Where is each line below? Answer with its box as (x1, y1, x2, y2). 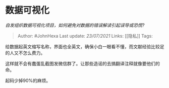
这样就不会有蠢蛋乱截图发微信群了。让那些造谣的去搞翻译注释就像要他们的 (5, 60, 160, 66)
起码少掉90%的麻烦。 (5, 77, 51, 83)
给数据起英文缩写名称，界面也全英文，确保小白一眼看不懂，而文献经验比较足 (5, 43, 164, 49)
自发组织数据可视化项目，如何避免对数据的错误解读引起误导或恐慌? (5, 22, 145, 28)
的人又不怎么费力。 (5, 50, 45, 56)
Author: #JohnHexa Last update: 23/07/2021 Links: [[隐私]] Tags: (17, 33, 153, 39)
